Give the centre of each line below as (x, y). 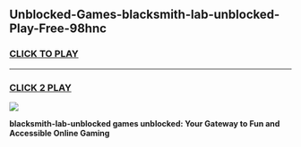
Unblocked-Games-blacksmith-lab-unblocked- (145, 15)
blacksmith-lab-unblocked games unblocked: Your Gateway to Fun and (145, 123)
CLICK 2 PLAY (40, 87)
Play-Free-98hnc (58, 29)
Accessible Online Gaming (60, 133)
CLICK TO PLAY (44, 54)
